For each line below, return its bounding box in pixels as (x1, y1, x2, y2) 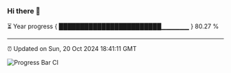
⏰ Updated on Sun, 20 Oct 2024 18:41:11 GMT (7, 45, 137, 53)
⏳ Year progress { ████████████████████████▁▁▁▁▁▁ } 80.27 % (7, 22, 219, 30)
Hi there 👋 (7, 6, 41, 16)
